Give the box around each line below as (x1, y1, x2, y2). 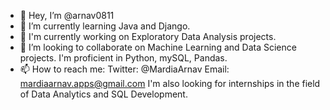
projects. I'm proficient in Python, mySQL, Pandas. (19, 52, 228, 64)
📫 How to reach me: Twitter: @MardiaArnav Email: (19, 63, 230, 75)
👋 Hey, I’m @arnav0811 (19, 10, 115, 21)
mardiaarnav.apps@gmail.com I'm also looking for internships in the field (19, 78, 321, 89)
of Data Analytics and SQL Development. (19, 88, 188, 100)
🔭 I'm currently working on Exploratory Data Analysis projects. (19, 31, 277, 42)
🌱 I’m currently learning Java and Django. (19, 20, 191, 32)
